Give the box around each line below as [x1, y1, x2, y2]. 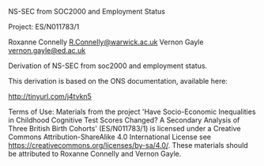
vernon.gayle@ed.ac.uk [8, 46, 86, 55]
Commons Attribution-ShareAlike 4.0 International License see [8, 132, 212, 141]
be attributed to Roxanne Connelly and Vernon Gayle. [8, 149, 182, 158]
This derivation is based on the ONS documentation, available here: [8, 77, 228, 85]
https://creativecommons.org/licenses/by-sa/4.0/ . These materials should [8, 141, 248, 149]
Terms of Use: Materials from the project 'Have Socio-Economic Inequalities [8, 107, 256, 116]
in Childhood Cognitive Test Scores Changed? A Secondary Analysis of [8, 115, 240, 125]
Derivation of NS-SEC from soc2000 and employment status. [8, 61, 208, 70]
